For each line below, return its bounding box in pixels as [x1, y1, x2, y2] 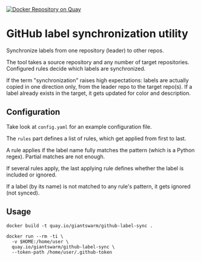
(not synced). [6, 189, 40, 196]
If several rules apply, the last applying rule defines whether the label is [6, 164, 184, 172]
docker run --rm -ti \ [6, 233, 64, 239]
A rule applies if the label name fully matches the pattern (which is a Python [6, 146, 195, 153]
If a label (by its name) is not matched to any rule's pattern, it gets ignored [6, 182, 191, 190]
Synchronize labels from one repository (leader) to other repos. [6, 47, 165, 54]
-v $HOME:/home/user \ [12, 239, 69, 245]
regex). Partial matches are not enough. [6, 153, 105, 160]
